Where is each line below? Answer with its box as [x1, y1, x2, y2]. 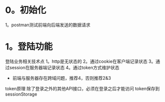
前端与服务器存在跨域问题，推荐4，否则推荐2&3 [12, 75, 111, 81]
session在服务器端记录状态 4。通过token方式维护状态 [9, 64, 120, 70]
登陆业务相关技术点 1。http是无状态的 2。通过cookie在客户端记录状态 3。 [5, 58, 156, 64]
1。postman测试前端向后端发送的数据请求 [5, 22, 91, 28]
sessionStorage [5, 91, 37, 97]
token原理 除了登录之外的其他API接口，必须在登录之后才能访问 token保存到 [5, 85, 160, 92]
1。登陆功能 [5, 41, 53, 52]
